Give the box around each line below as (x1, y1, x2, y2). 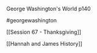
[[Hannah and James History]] (6, 40, 82, 47)
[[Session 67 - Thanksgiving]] (6, 28, 81, 36)
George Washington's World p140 (6, 5, 91, 12)
